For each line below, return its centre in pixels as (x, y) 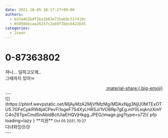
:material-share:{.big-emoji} (134, 88)
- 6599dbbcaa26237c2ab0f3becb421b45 (48, 24)
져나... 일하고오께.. (23, 72)
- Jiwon (18, 33)
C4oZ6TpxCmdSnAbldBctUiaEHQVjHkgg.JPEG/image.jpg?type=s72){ (77, 115)
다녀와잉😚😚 (18, 127)
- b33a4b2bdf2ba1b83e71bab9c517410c (48, 19)
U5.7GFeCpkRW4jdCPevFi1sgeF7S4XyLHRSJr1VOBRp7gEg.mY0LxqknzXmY (83, 109)
